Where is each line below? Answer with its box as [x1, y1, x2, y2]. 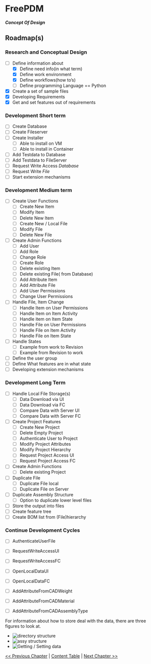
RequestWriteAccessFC [12, 558, 61, 564]
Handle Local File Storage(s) [12, 390, 71, 396]
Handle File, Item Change [12, 299, 64, 305]
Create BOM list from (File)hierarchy [12, 514, 87, 520]
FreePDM [5, 3, 44, 14]
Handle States [12, 338, 41, 344]
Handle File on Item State [19, 333, 71, 339]
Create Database [12, 123, 47, 129]
